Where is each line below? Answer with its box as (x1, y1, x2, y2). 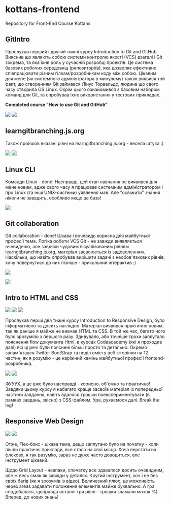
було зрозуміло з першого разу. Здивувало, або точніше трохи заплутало (5, 333, 165, 340)
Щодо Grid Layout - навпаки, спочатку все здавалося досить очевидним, (5, 467, 164, 473)
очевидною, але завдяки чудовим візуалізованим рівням (5, 244, 129, 250)
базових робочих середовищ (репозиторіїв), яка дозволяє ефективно (5, 64, 157, 71)
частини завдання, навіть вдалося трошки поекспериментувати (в (5, 392, 150, 397)
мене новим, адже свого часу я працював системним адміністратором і (5, 184, 163, 190)
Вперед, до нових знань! (5, 494, 59, 500)
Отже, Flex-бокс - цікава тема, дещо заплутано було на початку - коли (5, 441, 159, 447)
